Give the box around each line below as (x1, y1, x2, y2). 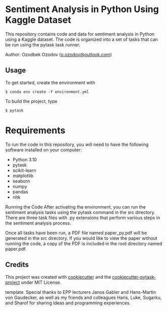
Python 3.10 (12, 157, 37, 163)
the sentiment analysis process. (5, 220, 72, 226)
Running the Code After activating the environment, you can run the (5, 203, 146, 210)
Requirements (5, 125, 66, 136)
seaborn (12, 178, 30, 184)
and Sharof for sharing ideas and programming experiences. (5, 299, 131, 306)
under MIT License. (21, 279, 62, 285)
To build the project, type (5, 98, 58, 104)
